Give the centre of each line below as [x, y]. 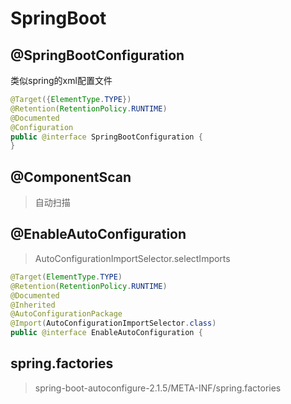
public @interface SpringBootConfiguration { [106, 137]
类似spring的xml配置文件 [61, 80]
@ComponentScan [71, 177]
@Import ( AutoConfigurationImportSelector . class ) [113, 323]
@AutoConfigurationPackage [66, 314]
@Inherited [33, 305]
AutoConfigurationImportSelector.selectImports [132, 258]
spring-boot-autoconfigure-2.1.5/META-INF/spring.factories [158, 388]
